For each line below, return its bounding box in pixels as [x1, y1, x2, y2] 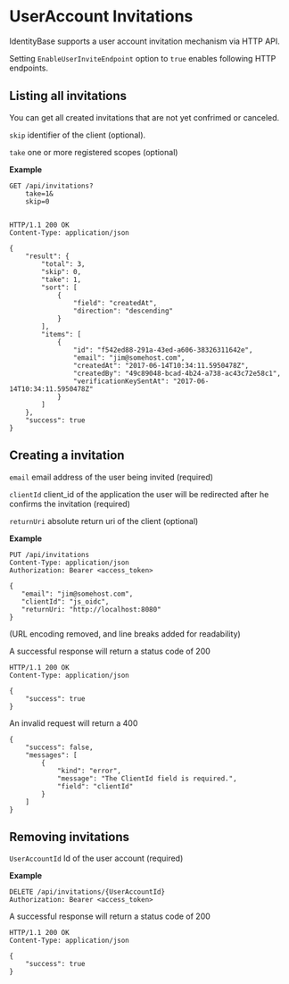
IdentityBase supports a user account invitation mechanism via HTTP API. [9, 36, 281, 46]
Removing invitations [9, 829, 130, 845]
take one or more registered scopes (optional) [9, 146, 178, 157]
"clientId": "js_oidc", [21, 596, 110, 606]
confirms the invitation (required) [9, 498, 131, 509]
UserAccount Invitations [9, 6, 194, 27]
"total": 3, [41, 259, 87, 269]
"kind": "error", [56, 766, 122, 775]
